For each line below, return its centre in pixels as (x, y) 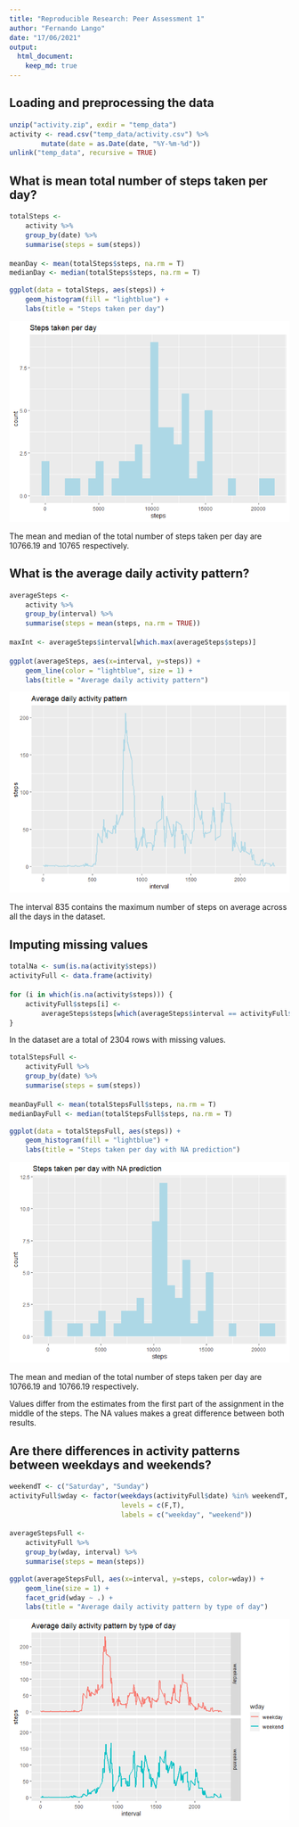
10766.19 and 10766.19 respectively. (74, 1386)
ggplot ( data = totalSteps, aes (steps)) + (87, 290)
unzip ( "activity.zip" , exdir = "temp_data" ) (93, 125)
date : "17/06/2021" (45, 37)
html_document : (45, 57)
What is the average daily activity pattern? (129, 574)
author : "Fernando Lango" (57, 28)
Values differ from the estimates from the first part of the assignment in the (147, 1404)
